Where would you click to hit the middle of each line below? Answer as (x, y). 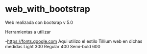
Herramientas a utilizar (28, 32)
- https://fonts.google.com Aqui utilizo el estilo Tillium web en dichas (74, 41)
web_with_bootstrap (48, 9)
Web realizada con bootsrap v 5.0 (39, 22)
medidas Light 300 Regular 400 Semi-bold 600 (53, 46)
